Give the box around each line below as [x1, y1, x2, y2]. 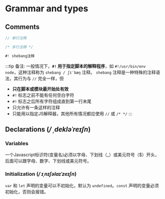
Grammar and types [5, 3, 89, 14]
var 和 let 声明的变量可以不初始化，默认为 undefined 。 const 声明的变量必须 [5, 182, 159, 188]
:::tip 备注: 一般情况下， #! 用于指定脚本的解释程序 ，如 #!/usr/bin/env [5, 63, 146, 69]
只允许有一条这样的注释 [12, 104, 60, 110]
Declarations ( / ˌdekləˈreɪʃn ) [5, 125, 91, 134]
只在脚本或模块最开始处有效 [12, 86, 69, 92]
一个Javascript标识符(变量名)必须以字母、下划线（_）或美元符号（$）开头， [5, 152, 160, 158]
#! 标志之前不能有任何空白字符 [12, 92, 75, 98]
